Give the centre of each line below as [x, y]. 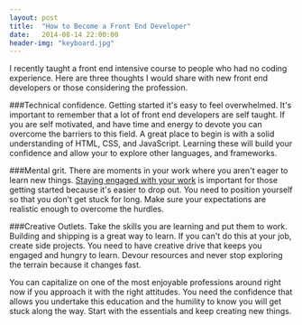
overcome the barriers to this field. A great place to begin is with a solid [142, 134]
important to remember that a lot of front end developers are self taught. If [147, 115]
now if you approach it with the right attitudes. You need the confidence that [151, 292]
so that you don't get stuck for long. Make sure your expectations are [138, 200]
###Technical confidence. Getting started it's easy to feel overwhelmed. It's [151, 106]
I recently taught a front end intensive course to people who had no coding [148, 69]
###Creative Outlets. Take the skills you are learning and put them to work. [148, 227]
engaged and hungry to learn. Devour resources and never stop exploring [146, 255]
